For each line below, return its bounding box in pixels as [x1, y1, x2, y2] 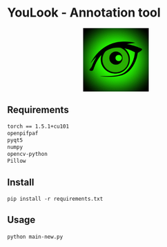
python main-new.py [7, 233, 63, 240]
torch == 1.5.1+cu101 [7, 123, 70, 130]
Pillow [7, 157, 26, 165]
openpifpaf [7, 130, 39, 137]
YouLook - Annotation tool [7, 5, 161, 21]
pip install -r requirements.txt [7, 195, 104, 203]
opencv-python [7, 150, 48, 158]
